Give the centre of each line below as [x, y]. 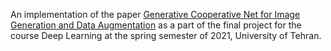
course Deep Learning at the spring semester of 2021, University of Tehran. [166, 35]
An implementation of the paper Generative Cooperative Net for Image [155, 14]
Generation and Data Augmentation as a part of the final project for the [156, 25]
